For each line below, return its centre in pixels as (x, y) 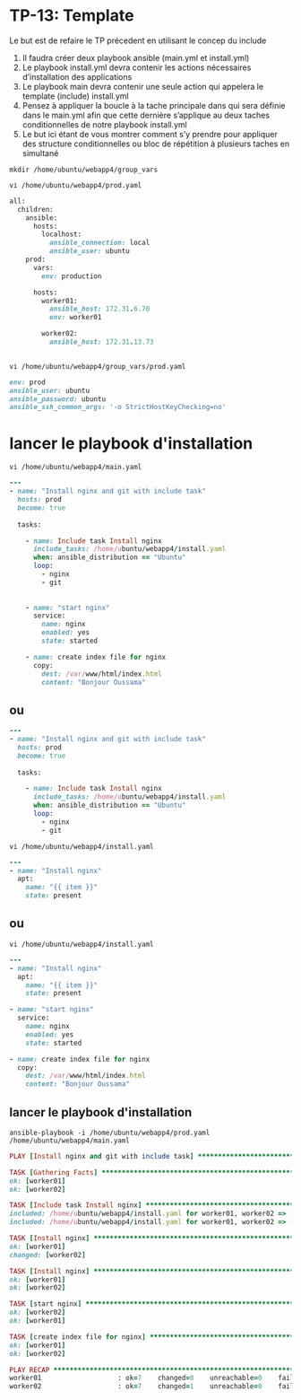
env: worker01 (75, 318)
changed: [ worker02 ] (48, 1255)
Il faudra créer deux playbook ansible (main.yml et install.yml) (136, 57)
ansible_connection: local (99, 243)
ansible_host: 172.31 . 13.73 (101, 342)
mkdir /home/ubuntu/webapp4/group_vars (84, 170)
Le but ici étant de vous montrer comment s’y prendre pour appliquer (150, 134)
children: (35, 209)
